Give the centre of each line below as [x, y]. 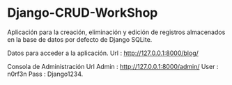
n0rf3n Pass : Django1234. [45, 74]
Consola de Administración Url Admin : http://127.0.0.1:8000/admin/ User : [113, 66]
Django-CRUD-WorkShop [83, 13]
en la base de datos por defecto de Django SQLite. [80, 39]
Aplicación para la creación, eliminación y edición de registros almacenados [116, 32]
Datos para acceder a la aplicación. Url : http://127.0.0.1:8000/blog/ [103, 53]
